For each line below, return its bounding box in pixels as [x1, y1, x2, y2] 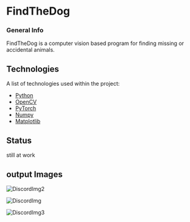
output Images [6, 169, 63, 179]
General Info [6, 26, 44, 35]
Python [15, 92, 33, 99]
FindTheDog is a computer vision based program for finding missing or [6, 40, 185, 47]
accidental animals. [6, 46, 55, 54]
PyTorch [15, 105, 37, 112]
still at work [6, 151, 35, 159]
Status [6, 135, 32, 145]
